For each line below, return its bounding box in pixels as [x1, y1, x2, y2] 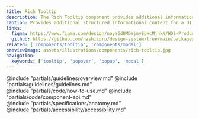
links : [6, 25, 23, 31]
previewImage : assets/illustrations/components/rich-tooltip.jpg [6, 47, 171, 53]
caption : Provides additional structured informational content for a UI [6, 20, 192, 25]
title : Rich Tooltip [6, 8, 57, 15]
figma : [11, 31, 28, 37]
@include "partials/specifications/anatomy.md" [6, 99, 121, 107]
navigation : [6, 53, 36, 59]
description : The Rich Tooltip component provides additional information [6, 14, 195, 20]
